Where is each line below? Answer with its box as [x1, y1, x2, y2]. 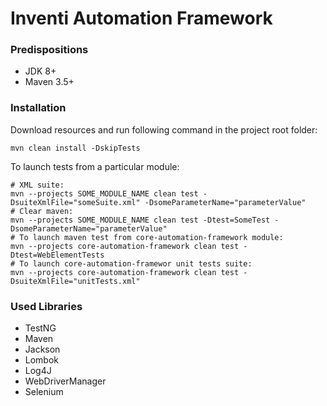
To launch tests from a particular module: [10, 160, 180, 172]
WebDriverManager [24, 375, 107, 387]
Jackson [24, 343, 61, 356]
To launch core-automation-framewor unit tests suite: [19, 258, 253, 269]
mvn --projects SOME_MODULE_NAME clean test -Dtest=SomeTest [10, 215, 271, 225]
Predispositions [10, 43, 89, 57]
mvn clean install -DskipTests [10, 143, 141, 153]
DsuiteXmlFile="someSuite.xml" [10, 197, 141, 207]
